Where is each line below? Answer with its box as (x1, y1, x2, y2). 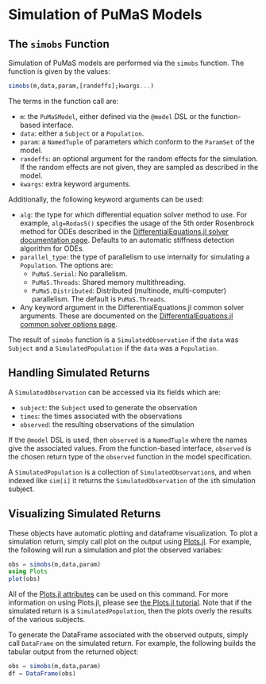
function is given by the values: (8, 67, 110, 76)
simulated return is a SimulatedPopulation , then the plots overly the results (8, 606, 253, 616)
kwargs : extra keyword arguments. (19, 179, 131, 188)
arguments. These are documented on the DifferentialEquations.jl (19, 311, 233, 321)
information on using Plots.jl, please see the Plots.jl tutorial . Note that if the (8, 598, 253, 608)
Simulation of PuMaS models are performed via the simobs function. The (8, 58, 245, 67)
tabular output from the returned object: (8, 647, 139, 656)
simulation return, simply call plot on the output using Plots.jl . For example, (8, 536, 252, 546)
